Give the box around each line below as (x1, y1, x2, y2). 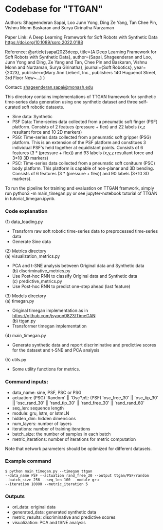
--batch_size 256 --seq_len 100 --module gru (5, 477, 99, 482)
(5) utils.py (5, 357, 27, 363)
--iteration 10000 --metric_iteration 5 (5, 482, 89, 487)
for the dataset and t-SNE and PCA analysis (12, 347, 100, 353)
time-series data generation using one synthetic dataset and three (5, 99, 138, 104)
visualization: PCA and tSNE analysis (12, 520, 86, 526)
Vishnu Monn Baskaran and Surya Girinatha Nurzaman (5, 24, 114, 30)
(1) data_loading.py (5, 219, 43, 225)
